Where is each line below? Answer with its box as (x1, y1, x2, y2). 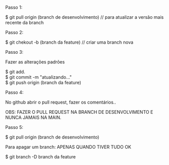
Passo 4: (5, 89, 24, 95)
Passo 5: (5, 124, 24, 130)
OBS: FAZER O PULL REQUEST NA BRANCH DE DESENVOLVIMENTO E (5, 109, 153, 115)
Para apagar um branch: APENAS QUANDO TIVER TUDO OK (5, 144, 131, 150)
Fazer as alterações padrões (5, 59, 65, 65)
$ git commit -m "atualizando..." (5, 74, 72, 80)
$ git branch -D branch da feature (5, 154, 76, 159)
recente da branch (5, 20, 44, 25)
